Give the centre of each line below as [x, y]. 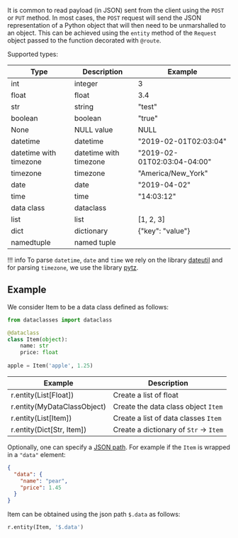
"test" [147, 107]
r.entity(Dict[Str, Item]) [49, 429]
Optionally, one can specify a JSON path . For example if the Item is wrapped [119, 447]
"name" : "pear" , [44, 481]
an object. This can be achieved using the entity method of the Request [112, 33]
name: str [35, 346]
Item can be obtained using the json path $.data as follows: [94, 515]
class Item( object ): [38, 339]
